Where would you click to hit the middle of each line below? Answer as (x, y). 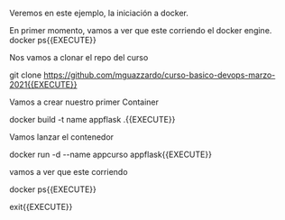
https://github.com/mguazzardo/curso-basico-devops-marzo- (160, 75)
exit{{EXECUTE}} (41, 207)
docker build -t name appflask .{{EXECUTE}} (92, 119)
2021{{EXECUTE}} (43, 84)
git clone (26, 75)
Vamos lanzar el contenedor (62, 137)
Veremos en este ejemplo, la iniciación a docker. (99, 13)
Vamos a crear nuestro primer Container (84, 102)
